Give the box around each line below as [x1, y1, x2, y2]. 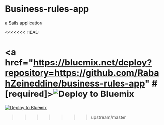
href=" [5, 57, 34, 68]
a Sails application [5, 20, 42, 26]
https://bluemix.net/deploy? [33, 57, 152, 68]
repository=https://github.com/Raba [5, 67, 159, 79]
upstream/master [91, 114, 126, 120]
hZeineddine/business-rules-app [5, 78, 145, 89]
